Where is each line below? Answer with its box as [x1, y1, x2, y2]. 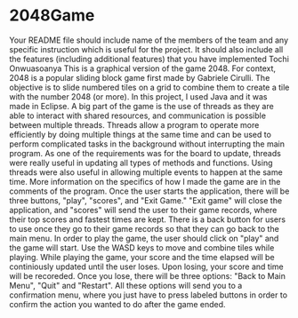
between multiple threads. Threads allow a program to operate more [9, 119, 260, 130]
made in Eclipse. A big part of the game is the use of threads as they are [9, 100, 274, 111]
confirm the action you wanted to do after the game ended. [9, 298, 226, 309]
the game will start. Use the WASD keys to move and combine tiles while [9, 242, 275, 253]
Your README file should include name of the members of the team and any [9, 35, 289, 45]
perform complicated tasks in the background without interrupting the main [9, 139, 285, 149]
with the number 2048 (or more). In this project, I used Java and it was [9, 91, 268, 102]
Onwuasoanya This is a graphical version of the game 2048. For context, [9, 63, 277, 74]
